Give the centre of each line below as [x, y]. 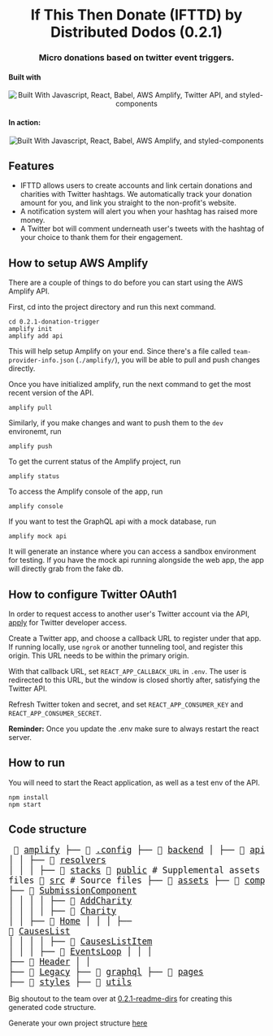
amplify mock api [38, 537]
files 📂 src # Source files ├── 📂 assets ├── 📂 [124, 880]
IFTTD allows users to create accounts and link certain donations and [136, 185]
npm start [25, 804]
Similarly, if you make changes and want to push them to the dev [116, 423]
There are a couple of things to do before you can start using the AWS [126, 283]
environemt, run [35, 432]
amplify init [30, 329]
